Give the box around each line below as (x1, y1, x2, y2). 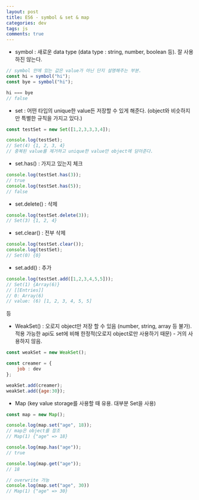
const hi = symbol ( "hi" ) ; (6, 73, 71, 79)
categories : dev (6, 20, 47, 26)
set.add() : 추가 (14, 264, 52, 271)
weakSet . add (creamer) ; (6, 382, 63, 388)
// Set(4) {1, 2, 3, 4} (6, 143, 66, 149)
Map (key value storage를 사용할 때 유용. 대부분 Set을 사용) (14, 399, 157, 406)
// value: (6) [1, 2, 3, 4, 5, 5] (6, 298, 93, 305)
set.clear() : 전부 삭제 (14, 229, 66, 237)
